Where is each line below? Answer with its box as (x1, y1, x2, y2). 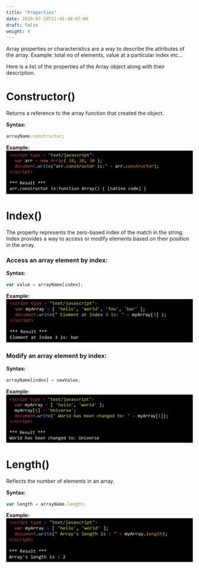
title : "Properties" (6, 9, 57, 15)
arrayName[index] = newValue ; (6, 377, 81, 383)
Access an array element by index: (6, 256, 108, 264)
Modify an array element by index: (6, 351, 107, 360)
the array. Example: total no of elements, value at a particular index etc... (6, 52, 183, 59)
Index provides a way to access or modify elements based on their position (6, 235, 190, 242)
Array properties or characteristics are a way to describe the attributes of (6, 45, 185, 53)
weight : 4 (6, 28, 31, 34)
